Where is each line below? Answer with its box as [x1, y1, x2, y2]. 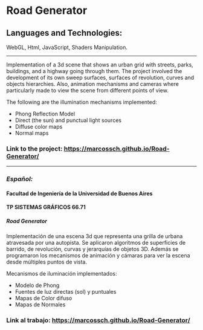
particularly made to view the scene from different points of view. [6, 87, 169, 94]
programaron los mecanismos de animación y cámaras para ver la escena [6, 252, 190, 259]
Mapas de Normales [14, 301, 66, 308]
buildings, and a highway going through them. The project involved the [6, 68, 182, 74]
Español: [6, 175, 33, 183]
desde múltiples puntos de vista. [6, 258, 88, 266]
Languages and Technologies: [6, 28, 123, 38]
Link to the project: [6, 144, 63, 153]
